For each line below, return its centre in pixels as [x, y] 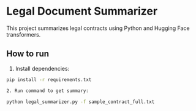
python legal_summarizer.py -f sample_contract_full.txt [81, 102]
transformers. [24, 34]
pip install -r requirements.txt [49, 80]
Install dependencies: [42, 68]
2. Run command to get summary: [47, 91]
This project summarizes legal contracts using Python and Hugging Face [98, 28]
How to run [28, 54]
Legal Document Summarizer [82, 11]
